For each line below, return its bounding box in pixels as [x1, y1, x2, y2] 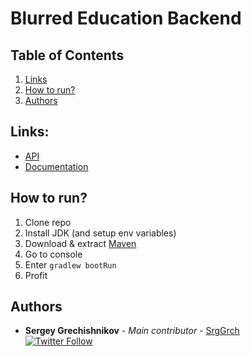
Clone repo [24, 216, 72, 228]
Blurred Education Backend [10, 7, 242, 30]
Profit [24, 269, 48, 281]
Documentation [24, 160, 89, 172]
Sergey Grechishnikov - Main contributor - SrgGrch [24, 325, 240, 337]
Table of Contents [10, 47, 125, 64]
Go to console [24, 248, 83, 260]
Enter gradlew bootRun [24, 258, 117, 271]
